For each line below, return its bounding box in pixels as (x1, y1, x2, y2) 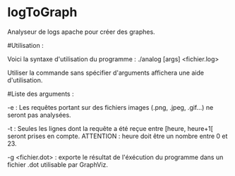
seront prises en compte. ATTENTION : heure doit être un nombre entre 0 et (7, 132, 228, 140)
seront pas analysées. (7, 111, 72, 119)
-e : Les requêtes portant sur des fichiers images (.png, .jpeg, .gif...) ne (7, 103, 214, 111)
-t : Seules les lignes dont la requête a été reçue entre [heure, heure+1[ (7, 124, 214, 132)
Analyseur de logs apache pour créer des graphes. (7, 27, 155, 36)
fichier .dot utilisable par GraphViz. (7, 160, 108, 169)
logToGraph (7, 4, 78, 20)
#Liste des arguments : (7, 89, 74, 98)
